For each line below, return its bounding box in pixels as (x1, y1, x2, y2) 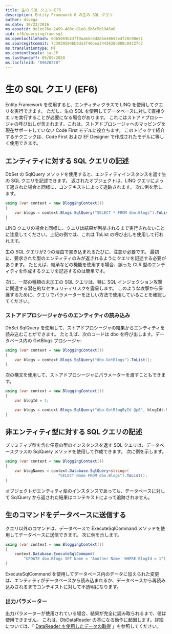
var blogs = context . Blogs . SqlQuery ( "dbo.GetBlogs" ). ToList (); (14, 357, 153, 362)
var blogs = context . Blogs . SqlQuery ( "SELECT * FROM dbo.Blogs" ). (14, 210, 157, 215)
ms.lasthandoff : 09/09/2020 (5, 55, 66, 61)
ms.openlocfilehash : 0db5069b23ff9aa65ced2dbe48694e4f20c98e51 (5, 36, 143, 42)
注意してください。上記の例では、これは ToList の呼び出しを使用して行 (9, 231, 160, 237)
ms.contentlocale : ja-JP (5, 50, 58, 55)
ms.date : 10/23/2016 (5, 22, 50, 27)
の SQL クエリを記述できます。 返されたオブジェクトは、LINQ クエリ (5, 177, 150, 184)
